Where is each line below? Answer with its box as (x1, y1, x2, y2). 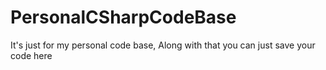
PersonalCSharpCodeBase (10, 6, 237, 29)
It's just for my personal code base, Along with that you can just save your (10, 39, 316, 51)
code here (10, 49, 53, 61)
